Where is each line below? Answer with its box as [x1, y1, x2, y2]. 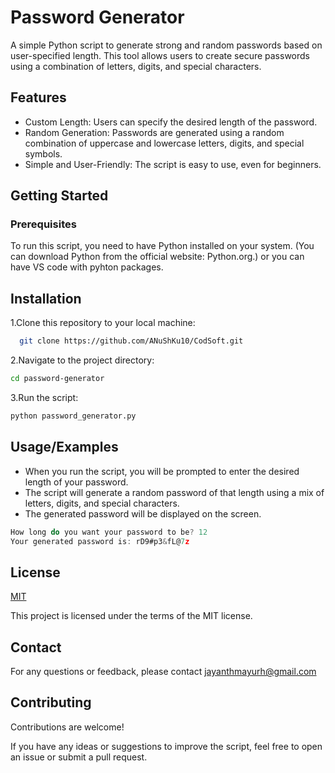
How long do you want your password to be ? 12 [10, 527, 208, 537]
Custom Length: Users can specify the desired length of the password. [24, 116, 318, 128]
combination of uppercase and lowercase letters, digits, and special [24, 137, 305, 149]
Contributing [10, 694, 92, 711]
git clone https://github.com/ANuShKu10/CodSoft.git [19, 336, 244, 346]
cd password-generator [10, 374, 105, 384]
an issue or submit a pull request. [10, 751, 148, 763]
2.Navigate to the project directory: [10, 354, 155, 366]
